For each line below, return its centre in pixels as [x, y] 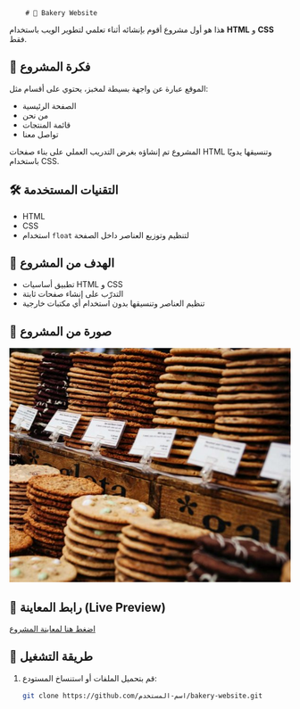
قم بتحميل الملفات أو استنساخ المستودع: [90, 678]
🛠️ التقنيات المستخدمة [64, 190]
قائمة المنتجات [46, 125]
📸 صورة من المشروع [61, 331]
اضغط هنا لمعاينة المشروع [53, 629]
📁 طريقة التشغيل [51, 657]
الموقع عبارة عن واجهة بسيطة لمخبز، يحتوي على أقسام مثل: [109, 88]
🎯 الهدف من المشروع [62, 264]
